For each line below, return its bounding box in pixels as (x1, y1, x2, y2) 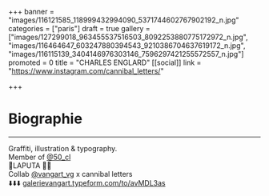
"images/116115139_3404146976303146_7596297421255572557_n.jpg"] (8, 50, 244, 58)
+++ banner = (8, 7, 54, 16)
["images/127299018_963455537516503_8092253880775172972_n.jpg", (8, 32, 248, 42)
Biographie (8, 110, 82, 128)
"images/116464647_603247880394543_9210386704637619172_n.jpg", (8, 41, 246, 50)
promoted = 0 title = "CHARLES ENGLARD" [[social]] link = (8, 58, 202, 67)
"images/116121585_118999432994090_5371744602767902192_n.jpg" (8, 15, 239, 25)
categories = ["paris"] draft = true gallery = (8, 24, 151, 33)
